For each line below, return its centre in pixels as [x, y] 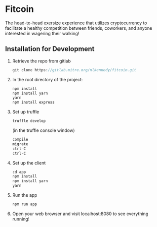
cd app [19, 172]
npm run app [24, 204]
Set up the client [29, 163]
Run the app [25, 195]
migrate [20, 144]
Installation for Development [50, 49]
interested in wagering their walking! [42, 33]
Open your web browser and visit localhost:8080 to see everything [80, 214]
